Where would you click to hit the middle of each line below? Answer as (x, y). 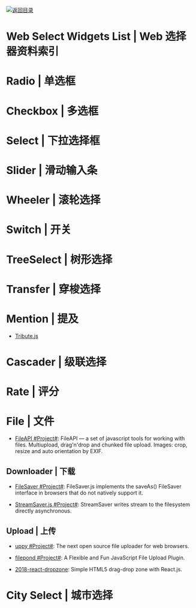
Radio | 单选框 (41, 81)
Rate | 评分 (33, 392)
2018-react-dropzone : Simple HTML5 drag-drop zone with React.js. (99, 569)
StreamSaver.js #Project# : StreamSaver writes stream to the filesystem (102, 504)
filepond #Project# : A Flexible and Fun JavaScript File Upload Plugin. (100, 558)
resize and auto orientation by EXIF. (59, 451)
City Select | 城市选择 (60, 595)
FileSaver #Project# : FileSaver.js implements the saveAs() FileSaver (98, 486)
